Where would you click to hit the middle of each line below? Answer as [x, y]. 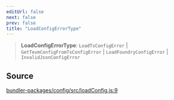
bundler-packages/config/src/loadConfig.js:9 [62, 90]
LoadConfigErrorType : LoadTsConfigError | [74, 46]
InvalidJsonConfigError [51, 57]
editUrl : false [25, 12]
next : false [21, 17]
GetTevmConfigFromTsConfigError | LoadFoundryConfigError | [94, 52]
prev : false [21, 23]
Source [20, 76]
